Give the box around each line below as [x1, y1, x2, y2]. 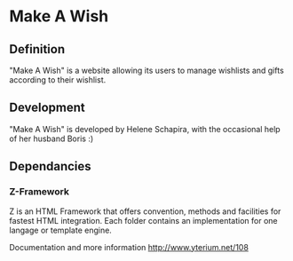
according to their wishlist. [9, 75, 107, 85]
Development [9, 100, 86, 115]
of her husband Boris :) [9, 133, 94, 144]
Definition [9, 42, 65, 57]
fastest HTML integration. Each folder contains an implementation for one [9, 215, 278, 225]
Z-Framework [9, 186, 69, 198]
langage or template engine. [9, 225, 113, 235]
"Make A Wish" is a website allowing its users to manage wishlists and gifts [9, 65, 284, 75]
